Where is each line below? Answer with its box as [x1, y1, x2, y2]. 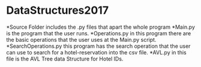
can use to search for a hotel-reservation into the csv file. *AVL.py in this [6, 48, 187, 56]
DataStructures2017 [6, 4, 109, 17]
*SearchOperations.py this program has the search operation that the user [6, 42, 191, 50]
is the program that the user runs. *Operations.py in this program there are [6, 29, 191, 36]
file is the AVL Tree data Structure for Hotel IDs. [6, 55, 124, 62]
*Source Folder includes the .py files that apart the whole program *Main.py [6, 23, 195, 31]
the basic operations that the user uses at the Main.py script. [6, 36, 157, 43]
